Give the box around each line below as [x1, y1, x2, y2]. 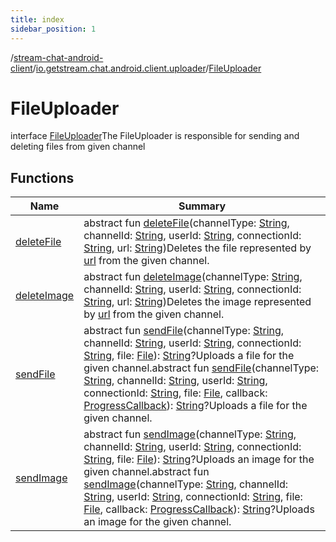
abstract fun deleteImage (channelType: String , [83, 270, 303, 284]
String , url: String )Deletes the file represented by [83, 241, 312, 255]
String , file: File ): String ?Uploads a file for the [83, 349, 295, 363]
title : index [10, 14, 65, 25]
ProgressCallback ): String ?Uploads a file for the [83, 399, 308, 413]
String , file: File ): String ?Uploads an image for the [83, 452, 315, 466]
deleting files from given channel [10, 141, 146, 153]
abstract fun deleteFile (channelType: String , [83, 216, 290, 230]
